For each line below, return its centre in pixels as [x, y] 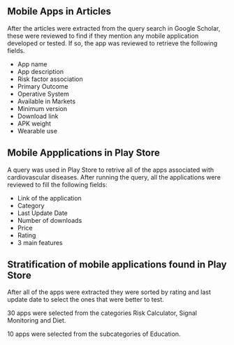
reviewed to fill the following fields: [57, 184]
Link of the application [49, 198]
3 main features [40, 242]
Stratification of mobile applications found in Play [117, 265]
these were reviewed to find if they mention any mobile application [103, 36]
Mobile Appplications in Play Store [84, 153]
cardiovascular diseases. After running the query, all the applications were [114, 177]
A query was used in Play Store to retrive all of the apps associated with [111, 170]
